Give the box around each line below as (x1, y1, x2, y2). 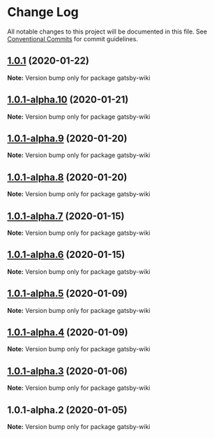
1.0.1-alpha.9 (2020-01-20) (7, 132, 128, 144)
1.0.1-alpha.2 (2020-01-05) (7, 404, 128, 416)
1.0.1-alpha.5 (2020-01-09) (7, 288, 128, 300)
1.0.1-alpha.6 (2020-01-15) (7, 249, 125, 261)
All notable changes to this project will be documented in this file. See (7, 27, 208, 36)
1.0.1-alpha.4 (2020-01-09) (7, 326, 128, 339)
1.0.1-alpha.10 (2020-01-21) (7, 94, 129, 105)
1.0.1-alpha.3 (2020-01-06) (7, 365, 128, 377)
